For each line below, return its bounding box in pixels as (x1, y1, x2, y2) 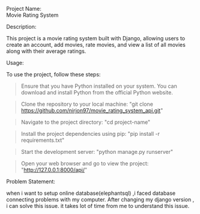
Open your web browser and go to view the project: (20, 160, 149, 167)
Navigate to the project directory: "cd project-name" (20, 118, 151, 126)
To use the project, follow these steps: (6, 71, 101, 78)
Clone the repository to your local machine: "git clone (20, 100, 153, 108)
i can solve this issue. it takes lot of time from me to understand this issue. (6, 203, 190, 209)
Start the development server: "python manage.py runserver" (20, 148, 173, 155)
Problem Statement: (6, 178, 56, 185)
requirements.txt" (20, 136, 65, 144)
